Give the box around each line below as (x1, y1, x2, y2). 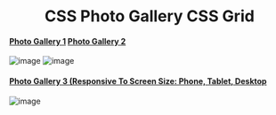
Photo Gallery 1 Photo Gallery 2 (9, 35, 126, 46)
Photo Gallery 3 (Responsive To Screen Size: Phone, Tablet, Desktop (9, 75, 267, 86)
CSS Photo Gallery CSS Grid (44, 6, 256, 27)
